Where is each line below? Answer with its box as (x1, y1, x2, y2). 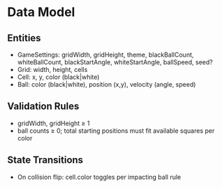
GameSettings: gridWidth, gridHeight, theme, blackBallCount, (17, 50, 194, 59)
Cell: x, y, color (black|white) (17, 73, 100, 81)
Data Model (7, 4, 75, 20)
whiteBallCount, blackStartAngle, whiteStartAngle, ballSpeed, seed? (17, 58, 213, 66)
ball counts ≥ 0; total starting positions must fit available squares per (17, 126, 215, 135)
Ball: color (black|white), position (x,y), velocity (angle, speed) (17, 80, 196, 88)
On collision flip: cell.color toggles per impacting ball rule (17, 173, 182, 181)
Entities (7, 32, 41, 44)
